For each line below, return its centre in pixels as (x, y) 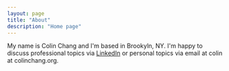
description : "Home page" (44, 26)
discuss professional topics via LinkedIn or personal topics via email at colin (115, 53)
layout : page (26, 13)
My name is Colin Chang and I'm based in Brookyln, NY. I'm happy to (105, 46)
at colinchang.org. (33, 61)
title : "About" (29, 20)
